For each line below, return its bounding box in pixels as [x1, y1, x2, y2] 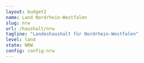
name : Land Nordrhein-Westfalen [5, 14, 87, 20]
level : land [5, 37, 36, 43]
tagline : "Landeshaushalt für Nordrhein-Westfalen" [5, 31, 139, 37]
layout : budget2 [5, 8, 47, 15]
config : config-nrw [5, 48, 55, 54]
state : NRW [5, 43, 33, 49]
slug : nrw [5, 20, 31, 26]
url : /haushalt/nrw [5, 25, 55, 32]
